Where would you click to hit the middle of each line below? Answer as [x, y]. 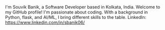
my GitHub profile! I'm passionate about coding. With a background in [77, 12]
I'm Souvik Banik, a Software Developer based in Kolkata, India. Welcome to [83, 7]
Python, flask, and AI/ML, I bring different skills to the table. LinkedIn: [76, 17]
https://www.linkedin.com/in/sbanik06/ [45, 22]
